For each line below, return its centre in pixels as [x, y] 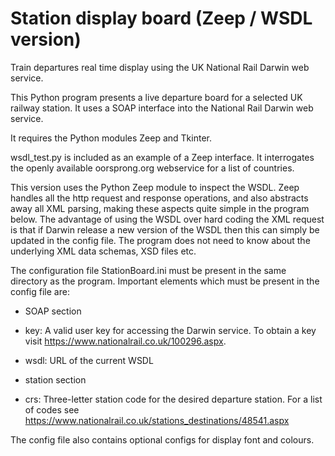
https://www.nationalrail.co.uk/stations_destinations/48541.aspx [157, 420]
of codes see [52, 409]
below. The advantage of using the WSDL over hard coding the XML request [167, 219]
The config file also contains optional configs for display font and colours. [162, 439]
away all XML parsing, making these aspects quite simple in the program [160, 208]
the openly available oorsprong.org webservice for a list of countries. [152, 168]
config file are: [40, 291]
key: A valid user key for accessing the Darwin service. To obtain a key [170, 330]
